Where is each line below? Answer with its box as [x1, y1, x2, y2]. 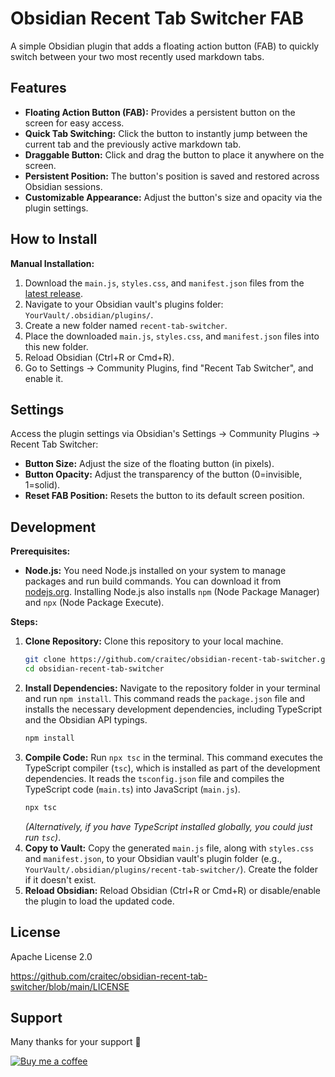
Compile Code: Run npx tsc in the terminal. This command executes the [24, 751, 323, 763]
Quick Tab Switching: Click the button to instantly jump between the [24, 127, 308, 139]
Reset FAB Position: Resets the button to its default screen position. [24, 490, 305, 502]
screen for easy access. [24, 117, 125, 129]
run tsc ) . [24, 831, 62, 843]
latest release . [24, 287, 83, 299]
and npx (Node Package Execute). [24, 597, 165, 609]
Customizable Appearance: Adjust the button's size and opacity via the [24, 191, 323, 203]
